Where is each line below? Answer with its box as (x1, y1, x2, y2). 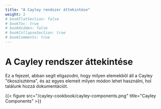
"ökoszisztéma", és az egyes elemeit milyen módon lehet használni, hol (5, 78, 152, 84)
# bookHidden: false (5, 26, 48, 31)
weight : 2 (5, 12, 26, 17)
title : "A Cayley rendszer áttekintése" (5, 7, 91, 12)
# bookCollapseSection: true (5, 30, 66, 35)
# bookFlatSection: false (5, 16, 59, 21)
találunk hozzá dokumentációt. (5, 83, 68, 89)
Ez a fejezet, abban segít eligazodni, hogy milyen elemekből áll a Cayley (5, 72, 153, 78)
